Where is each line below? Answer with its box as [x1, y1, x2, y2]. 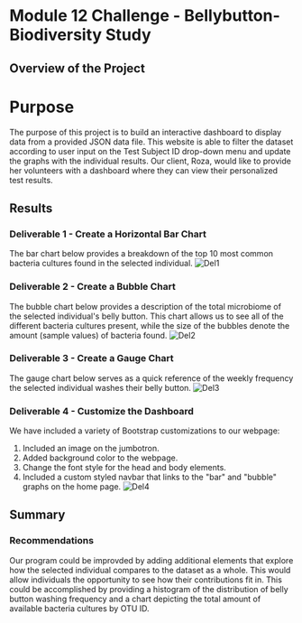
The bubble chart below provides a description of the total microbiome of [9, 301, 282, 311]
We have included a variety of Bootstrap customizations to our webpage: [9, 425, 280, 436]
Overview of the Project [9, 60, 146, 76]
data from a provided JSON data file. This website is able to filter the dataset [9, 136, 294, 147]
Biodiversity [9, 24, 102, 45]
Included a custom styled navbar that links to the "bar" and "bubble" [22, 471, 278, 483]
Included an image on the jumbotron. [22, 443, 160, 454]
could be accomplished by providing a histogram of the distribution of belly [9, 583, 288, 594]
